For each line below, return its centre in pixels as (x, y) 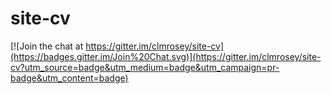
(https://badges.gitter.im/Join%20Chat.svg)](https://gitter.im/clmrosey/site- (166, 56)
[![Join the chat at (47, 46)
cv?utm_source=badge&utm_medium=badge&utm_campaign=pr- (145, 67)
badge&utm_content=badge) (69, 78)
